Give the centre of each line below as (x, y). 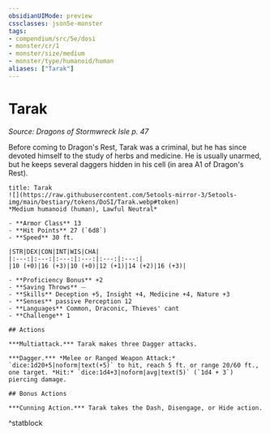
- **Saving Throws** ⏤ (47, 287)
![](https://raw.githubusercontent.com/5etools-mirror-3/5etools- (123, 195)
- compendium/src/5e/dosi (52, 39)
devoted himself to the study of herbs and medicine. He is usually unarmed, (135, 156)
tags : (17, 31)
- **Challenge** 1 (39, 316)
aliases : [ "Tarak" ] (41, 69)
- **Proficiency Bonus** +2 (56, 280)
